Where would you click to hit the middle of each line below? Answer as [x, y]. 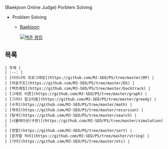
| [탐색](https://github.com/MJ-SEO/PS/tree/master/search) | [71, 115]
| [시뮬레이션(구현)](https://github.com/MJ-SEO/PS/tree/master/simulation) [84, 121]
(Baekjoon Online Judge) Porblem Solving [48, 7]
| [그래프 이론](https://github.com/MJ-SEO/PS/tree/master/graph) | [76, 94]
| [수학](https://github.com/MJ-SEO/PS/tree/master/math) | [69, 104]
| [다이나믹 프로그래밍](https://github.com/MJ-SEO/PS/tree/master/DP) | [79, 78]
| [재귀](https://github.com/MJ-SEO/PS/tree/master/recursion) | [74, 110]
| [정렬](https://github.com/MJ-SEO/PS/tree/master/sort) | [69, 131]
